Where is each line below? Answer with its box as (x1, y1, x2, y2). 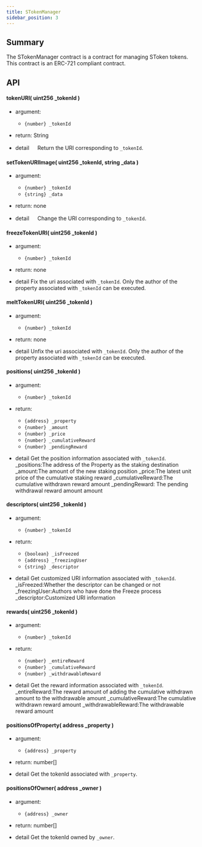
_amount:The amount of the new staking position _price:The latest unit (15, 467, 192, 475)
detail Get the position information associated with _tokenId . (15, 455, 166, 462)
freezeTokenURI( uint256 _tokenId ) (6, 229, 97, 236)
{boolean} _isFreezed (24, 551, 79, 557)
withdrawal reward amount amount (15, 487, 103, 494)
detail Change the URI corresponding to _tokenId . (15, 214, 147, 222)
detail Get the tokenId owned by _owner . (15, 833, 115, 841)
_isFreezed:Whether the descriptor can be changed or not (15, 581, 161, 588)
